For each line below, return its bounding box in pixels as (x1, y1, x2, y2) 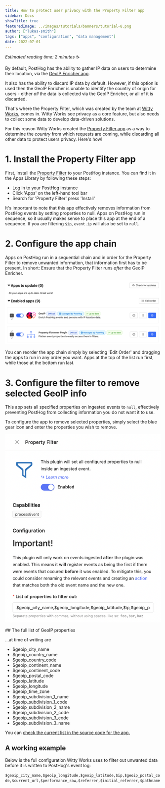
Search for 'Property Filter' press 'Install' (12, 195, 95, 201)
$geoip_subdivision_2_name (12, 704, 70, 710)
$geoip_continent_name (12, 662, 62, 668)
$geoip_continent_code (12, 667, 60, 673)
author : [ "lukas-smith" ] (5, 29, 56, 34)
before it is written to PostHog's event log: (5, 762, 91, 768)
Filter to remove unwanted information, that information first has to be (5, 260, 147, 265)
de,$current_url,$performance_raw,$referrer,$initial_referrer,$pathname (5, 778, 161, 783)
